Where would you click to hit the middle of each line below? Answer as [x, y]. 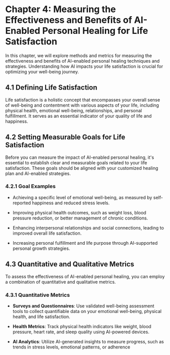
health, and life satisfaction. [41, 317]
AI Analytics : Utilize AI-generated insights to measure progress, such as [88, 341]
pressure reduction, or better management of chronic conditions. [80, 218]
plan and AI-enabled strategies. [38, 173]
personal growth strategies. [41, 248]
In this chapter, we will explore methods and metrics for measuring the [79, 55]
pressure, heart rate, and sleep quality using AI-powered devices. [81, 332]
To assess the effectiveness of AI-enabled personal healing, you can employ [85, 276]
